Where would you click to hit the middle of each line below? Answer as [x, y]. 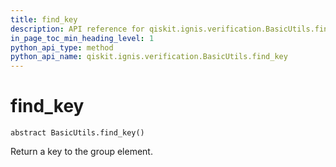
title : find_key [44, 19]
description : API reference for [77, 29]
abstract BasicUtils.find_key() [77, 133]
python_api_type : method [62, 47]
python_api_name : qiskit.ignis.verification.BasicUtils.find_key [149, 57]
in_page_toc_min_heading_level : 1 [82, 38]
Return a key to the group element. [81, 152]
